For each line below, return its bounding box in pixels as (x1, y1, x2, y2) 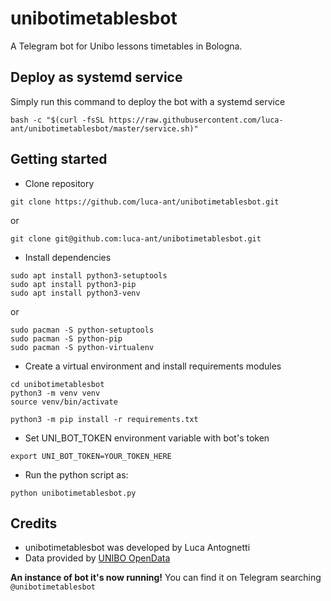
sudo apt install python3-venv (10, 288, 141, 298)
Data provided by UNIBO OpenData (24, 552, 171, 564)
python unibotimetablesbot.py (10, 488, 137, 498)
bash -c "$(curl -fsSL (10, 115, 105, 125)
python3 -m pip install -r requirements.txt (10, 414, 199, 424)
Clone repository (24, 177, 95, 189)
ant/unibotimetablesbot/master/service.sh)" (10, 123, 199, 134)
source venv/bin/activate (10, 397, 118, 407)
